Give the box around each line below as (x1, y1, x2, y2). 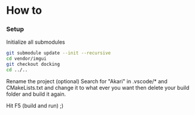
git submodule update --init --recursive (6, 50, 111, 56)
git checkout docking (6, 61, 60, 68)
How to (6, 4, 42, 17)
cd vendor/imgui (6, 56, 47, 62)
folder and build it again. (6, 90, 66, 98)
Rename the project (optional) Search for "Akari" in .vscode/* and (6, 77, 167, 84)
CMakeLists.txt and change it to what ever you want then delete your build (6, 84, 190, 91)
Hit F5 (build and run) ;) (6, 102, 64, 109)
